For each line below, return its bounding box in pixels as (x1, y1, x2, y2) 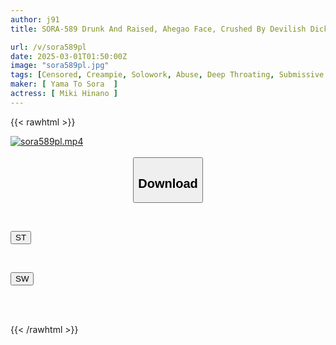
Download (138, 176, 198, 191)
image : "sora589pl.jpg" (10, 61, 110, 71)
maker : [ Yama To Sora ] (10, 79, 118, 90)
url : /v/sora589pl (10, 42, 87, 52)
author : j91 (10, 14, 60, 25)
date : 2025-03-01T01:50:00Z (10, 51, 128, 61)
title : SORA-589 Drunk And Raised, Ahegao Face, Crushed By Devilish (10, 24, 307, 34)
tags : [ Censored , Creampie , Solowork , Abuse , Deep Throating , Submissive (10, 70, 325, 80)
